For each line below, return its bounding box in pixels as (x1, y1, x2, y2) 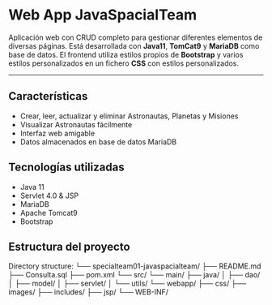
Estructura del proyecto (8, 239, 131, 253)
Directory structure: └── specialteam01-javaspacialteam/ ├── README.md (8, 261, 261, 271)
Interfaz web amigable (19, 128, 96, 138)
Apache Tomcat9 (19, 208, 79, 217)
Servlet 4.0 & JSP (19, 191, 79, 200)
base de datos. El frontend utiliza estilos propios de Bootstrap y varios (8, 49, 244, 59)
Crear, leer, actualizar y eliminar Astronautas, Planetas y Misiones (19, 111, 239, 121)
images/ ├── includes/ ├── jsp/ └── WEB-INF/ (8, 287, 168, 297)
